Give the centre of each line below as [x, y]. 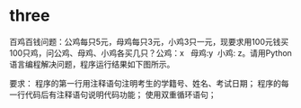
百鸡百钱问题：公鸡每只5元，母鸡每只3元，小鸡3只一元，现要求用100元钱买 [149, 41]
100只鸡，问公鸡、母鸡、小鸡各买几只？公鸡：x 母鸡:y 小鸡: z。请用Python [150, 53]
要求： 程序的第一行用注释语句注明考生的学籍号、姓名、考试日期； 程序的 [145, 83]
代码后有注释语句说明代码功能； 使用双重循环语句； [120, 94]
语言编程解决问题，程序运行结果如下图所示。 [92, 64]
